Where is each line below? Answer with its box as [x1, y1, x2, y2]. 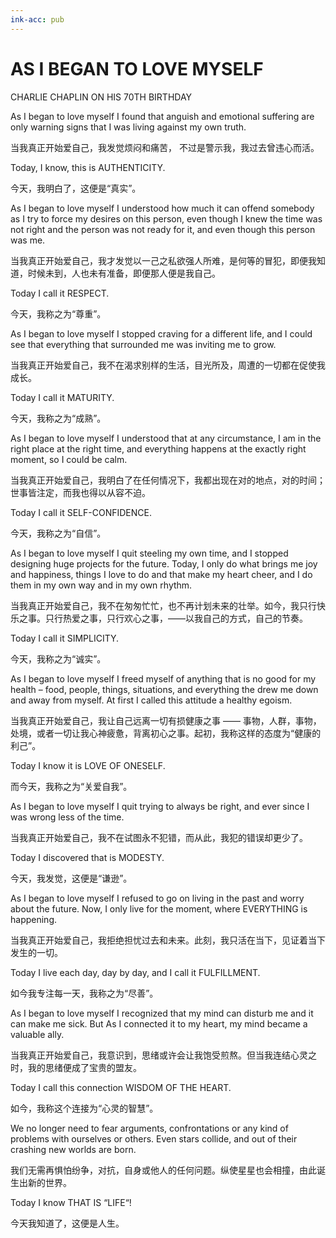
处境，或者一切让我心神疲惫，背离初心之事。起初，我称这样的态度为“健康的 [10, 727, 322, 739]
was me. [10, 234, 46, 246]
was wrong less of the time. [10, 811, 125, 823]
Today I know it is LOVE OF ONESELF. [10, 759, 166, 771]
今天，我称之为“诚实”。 [10, 652, 107, 665]
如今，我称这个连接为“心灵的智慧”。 [10, 1102, 159, 1114]
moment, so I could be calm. [10, 453, 128, 465]
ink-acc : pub [10, 14, 65, 25]
